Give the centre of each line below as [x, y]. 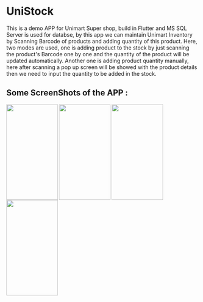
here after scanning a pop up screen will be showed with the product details [102, 67]
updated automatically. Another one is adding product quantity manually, [98, 61]
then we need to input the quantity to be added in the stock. [81, 73]
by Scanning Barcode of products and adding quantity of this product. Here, [102, 41]
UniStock [30, 11]
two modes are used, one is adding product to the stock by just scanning [98, 48]
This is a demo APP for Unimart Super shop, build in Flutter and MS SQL [97, 28]
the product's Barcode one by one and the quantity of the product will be [98, 54]
